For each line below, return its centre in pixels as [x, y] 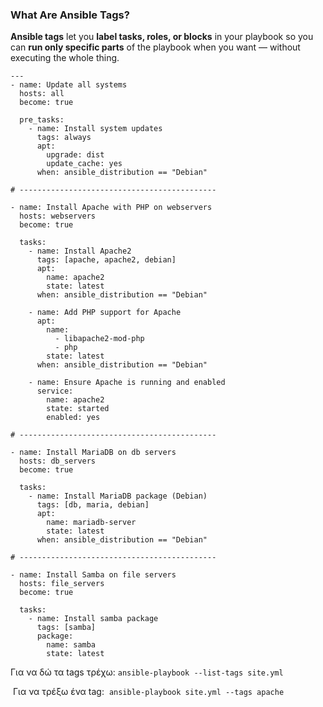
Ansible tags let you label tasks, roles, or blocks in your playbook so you [162, 37]
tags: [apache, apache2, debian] [106, 260]
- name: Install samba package [93, 619]
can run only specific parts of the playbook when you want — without [155, 47]
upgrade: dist [75, 155]
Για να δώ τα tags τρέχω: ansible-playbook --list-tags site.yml [147, 672]
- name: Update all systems [69, 85]
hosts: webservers [58, 216]
